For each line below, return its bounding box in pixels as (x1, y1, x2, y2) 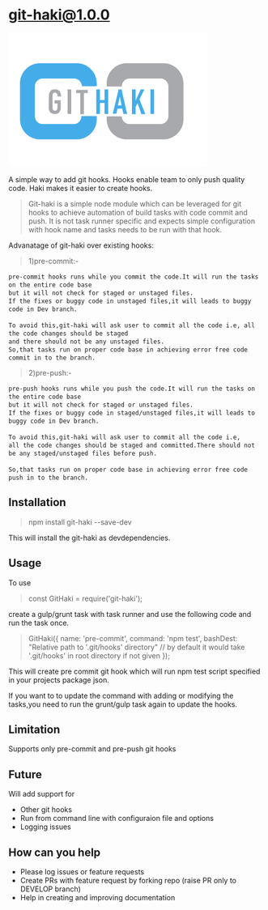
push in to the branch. (8, 474, 89, 482)
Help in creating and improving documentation (19, 893, 176, 902)
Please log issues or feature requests (19, 867, 144, 876)
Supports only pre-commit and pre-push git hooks (8, 744, 177, 754)
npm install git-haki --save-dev (28, 517, 132, 527)
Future (8, 768, 43, 781)
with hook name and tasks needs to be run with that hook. (28, 224, 223, 234)
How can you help (8, 845, 101, 859)
